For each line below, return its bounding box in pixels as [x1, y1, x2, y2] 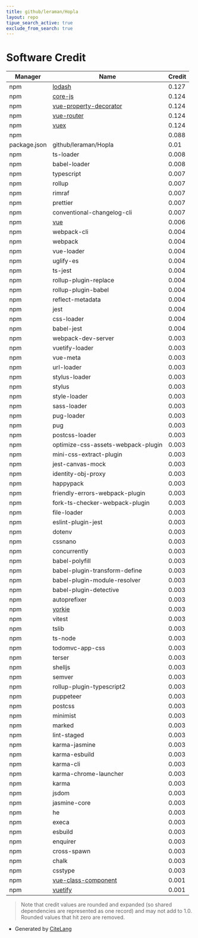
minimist [52, 712, 76, 720]
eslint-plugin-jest [52, 518, 103, 526]
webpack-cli [52, 228, 89, 236]
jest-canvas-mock [52, 460, 106, 468]
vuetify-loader [52, 344, 94, 352]
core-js [52, 92, 74, 101]
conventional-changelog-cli [52, 208, 133, 217]
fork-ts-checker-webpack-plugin [52, 498, 150, 507]
